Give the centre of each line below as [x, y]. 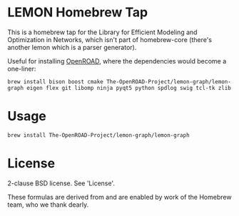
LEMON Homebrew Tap [78, 12]
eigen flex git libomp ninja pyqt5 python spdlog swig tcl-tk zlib [129, 88]
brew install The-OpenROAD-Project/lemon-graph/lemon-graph [99, 135]
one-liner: [22, 68]
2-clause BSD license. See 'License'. [61, 183]
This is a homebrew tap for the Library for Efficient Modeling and [102, 32]
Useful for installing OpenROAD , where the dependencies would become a [117, 61]
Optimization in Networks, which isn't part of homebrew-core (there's [110, 39]
